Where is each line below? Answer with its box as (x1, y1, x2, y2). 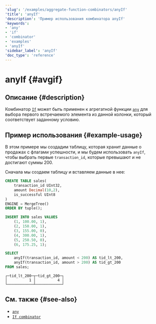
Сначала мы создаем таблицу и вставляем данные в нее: (5, 169, 125, 175)
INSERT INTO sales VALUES (5, 215, 58, 220)
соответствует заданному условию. (5, 117, 80, 123)
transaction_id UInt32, (14, 183, 62, 188)
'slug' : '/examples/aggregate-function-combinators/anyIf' (5, 7, 128, 12)
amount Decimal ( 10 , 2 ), (14, 187, 60, 193)
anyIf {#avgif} (5, 74, 63, 85)
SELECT (5, 251, 19, 256)
